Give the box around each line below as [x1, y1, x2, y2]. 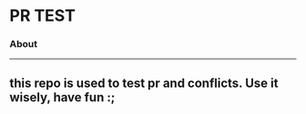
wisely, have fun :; [9, 90, 116, 105]
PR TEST [9, 5, 76, 26]
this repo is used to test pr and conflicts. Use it [9, 75, 279, 90]
